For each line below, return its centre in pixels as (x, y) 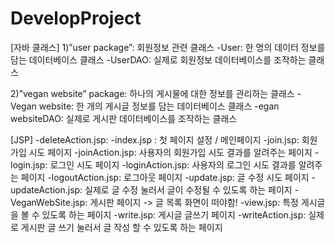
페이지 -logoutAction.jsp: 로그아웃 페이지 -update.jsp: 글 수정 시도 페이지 (165, 177)
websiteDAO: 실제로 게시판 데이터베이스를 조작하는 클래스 (124, 118)
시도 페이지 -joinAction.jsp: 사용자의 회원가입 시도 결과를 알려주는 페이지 (170, 152)
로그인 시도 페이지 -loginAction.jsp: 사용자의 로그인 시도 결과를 (173, 164)
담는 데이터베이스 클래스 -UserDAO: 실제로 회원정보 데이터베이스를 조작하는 (158, 59)
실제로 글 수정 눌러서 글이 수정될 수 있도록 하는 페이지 (188, 189)
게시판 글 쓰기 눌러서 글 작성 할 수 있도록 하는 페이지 (121, 227)
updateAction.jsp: (46, 189)
